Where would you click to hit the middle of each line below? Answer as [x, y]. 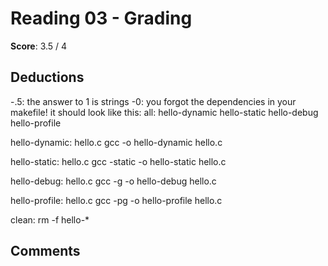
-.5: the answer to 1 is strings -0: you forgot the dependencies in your [153, 101]
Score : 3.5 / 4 [39, 46]
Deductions [47, 77]
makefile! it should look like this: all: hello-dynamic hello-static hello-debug [164, 112]
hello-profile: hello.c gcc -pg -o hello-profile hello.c [116, 200]
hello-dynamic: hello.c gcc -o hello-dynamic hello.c [116, 142]
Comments [45, 251]
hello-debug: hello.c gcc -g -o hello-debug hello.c [113, 181]
